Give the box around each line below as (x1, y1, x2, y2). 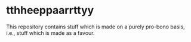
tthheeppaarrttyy (6, 4, 94, 17)
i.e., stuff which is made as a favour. (6, 29, 95, 36)
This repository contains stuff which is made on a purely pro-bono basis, (6, 23, 185, 30)
